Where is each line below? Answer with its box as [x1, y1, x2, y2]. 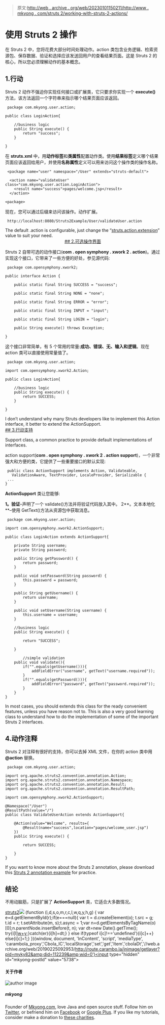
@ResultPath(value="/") [5, 808, 54, 813]
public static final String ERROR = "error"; [14, 299, 109, 305]
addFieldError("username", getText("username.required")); [31, 668, 155, 673]
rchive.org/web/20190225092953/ [5, 946, 75, 952]
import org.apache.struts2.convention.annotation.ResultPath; [5, 786, 135, 791]
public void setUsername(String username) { [14, 608, 107, 613]
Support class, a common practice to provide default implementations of [5, 437, 152, 443]
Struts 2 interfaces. [5, 719, 44, 725]
